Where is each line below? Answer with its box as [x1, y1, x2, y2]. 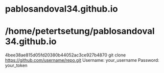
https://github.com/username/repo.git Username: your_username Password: [5, 57, 160, 63]
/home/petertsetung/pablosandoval [5, 26, 155, 37]
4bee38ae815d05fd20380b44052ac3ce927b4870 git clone [5, 52, 126, 58]
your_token [5, 62, 28, 69]
